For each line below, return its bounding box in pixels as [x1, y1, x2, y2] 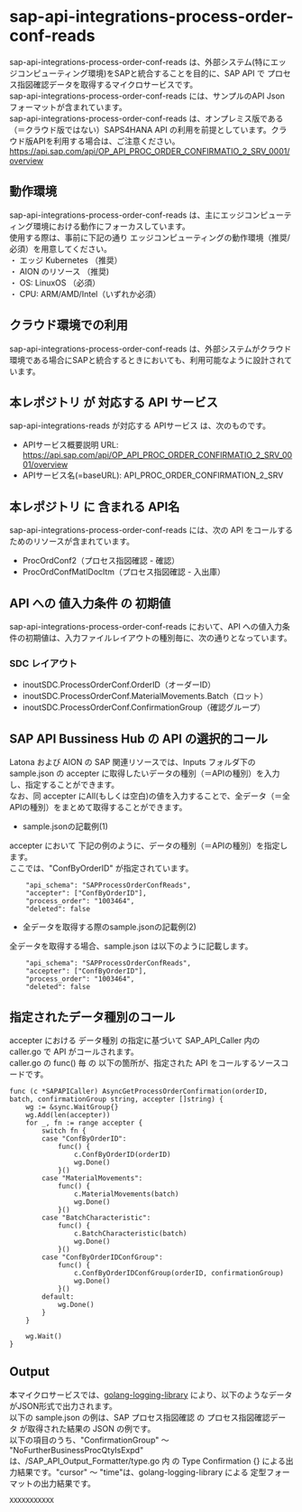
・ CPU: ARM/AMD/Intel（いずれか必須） [9, 288, 158, 299]
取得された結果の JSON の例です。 [26, 1423, 156, 1433]
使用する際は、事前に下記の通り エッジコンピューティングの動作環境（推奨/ [9, 232, 291, 243]
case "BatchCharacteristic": [41, 1213, 151, 1222]
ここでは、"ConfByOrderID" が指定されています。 [9, 863, 194, 873]
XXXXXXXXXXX [9, 1496, 54, 1505]
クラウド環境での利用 [9, 318, 128, 333]
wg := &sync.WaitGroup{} [25, 1102, 119, 1112]
